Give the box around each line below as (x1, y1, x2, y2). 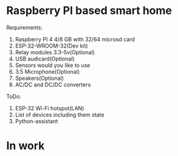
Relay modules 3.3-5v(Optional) (15, 48, 95, 55)
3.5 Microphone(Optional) (15, 68, 80, 75)
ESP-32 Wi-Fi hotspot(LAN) (15, 104, 84, 112)
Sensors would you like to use (15, 62, 91, 69)
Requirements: (6, 24, 43, 31)
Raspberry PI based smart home (6, 4, 172, 18)
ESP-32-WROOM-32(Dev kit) (15, 42, 88, 49)
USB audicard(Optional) (15, 55, 75, 62)
